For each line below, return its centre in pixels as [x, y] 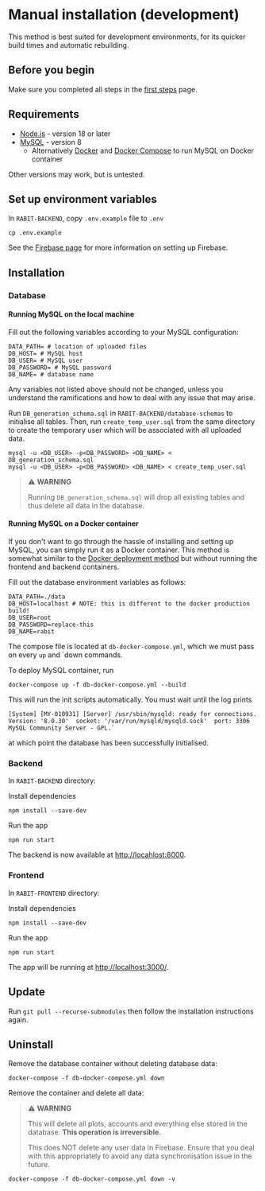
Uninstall [31, 1044]
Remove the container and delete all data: [76, 1093]
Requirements [44, 114]
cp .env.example [35, 233]
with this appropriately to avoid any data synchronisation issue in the [140, 1156]
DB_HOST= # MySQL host [46, 353]
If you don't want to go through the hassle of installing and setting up [121, 542]
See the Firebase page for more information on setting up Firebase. [118, 247]
